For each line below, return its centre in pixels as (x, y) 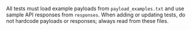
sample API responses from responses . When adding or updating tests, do (96, 15)
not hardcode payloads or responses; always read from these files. (88, 21)
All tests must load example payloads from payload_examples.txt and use (95, 9)
